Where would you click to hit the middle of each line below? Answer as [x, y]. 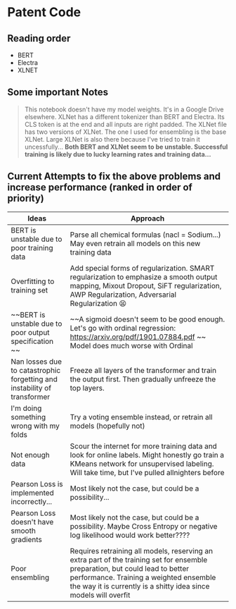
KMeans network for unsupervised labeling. [142, 464]
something [28, 417]
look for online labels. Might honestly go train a [147, 455]
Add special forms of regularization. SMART [142, 268]
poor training [32, 247]
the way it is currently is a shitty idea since [140, 586]
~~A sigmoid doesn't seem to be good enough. [147, 319]
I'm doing [26, 408]
